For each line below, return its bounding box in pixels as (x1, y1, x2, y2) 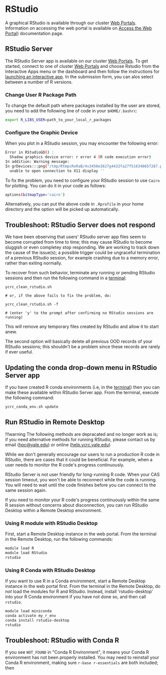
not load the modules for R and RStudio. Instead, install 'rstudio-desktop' (5, 588, 153, 594)
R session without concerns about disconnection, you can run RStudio (5, 502, 148, 508)
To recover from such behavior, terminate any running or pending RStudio (5, 270, 155, 276)
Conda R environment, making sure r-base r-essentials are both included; (5, 660, 159, 666)
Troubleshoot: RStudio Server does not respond (5, 220, 156, 229)
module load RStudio (5, 550, 48, 555)
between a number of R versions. (5, 79, 73, 85)
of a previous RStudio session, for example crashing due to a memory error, (5, 255, 160, 261)
